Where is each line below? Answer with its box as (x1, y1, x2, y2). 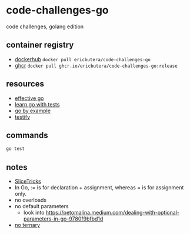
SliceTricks (14, 178, 41, 185)
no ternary (14, 222, 40, 229)
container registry (6, 40, 74, 50)
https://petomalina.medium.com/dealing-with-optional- (45, 209, 179, 216)
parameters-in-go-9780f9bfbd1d (23, 215, 104, 222)
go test (6, 146, 25, 152)
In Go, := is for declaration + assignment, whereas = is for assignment (14, 184, 184, 191)
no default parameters (14, 203, 69, 210)
